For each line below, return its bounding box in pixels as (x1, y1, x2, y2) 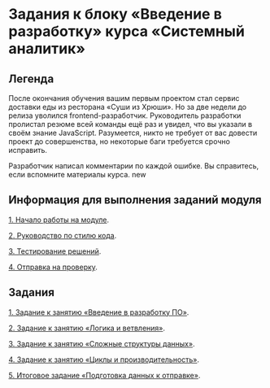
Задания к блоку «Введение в (8, 5, 222, 24)
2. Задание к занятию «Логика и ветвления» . (8, 323, 165, 333)
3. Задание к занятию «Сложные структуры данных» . (8, 338, 195, 348)
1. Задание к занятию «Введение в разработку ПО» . (8, 307, 189, 317)
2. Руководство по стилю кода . (8, 230, 117, 240)
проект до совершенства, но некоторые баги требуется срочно (8, 137, 230, 146)
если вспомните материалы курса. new (8, 170, 146, 179)
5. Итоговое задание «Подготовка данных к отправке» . (8, 370, 201, 380)
